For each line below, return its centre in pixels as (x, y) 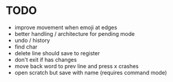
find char (26, 47)
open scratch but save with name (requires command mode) (91, 72)
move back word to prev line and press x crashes (76, 66)
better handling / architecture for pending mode (75, 33)
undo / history (32, 40)
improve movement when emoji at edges (66, 27)
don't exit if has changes (46, 60)
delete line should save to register (57, 53)
